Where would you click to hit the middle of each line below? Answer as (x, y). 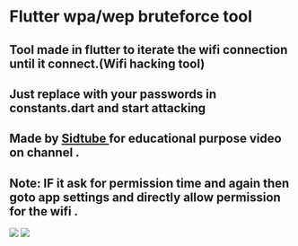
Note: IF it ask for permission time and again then (149, 183)
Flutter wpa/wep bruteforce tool (131, 17)
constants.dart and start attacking (108, 108)
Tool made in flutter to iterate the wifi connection (149, 50)
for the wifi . (44, 211)
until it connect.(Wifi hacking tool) (107, 63)
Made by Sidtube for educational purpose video (145, 139)
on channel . (44, 153)
